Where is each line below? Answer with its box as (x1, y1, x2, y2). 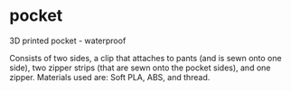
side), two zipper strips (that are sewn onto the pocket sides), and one (9, 62, 271, 73)
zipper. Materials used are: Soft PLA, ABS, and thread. (9, 71, 211, 82)
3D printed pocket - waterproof (9, 35, 127, 46)
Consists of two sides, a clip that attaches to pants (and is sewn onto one (9, 52, 282, 63)
